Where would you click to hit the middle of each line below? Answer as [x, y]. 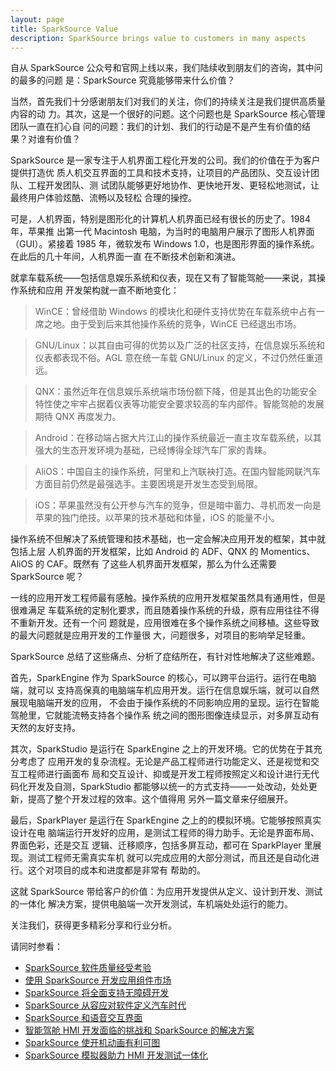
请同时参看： [36, 947]
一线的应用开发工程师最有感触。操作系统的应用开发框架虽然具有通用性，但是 [168, 598]
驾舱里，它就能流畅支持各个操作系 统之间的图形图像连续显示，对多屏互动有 [165, 715]
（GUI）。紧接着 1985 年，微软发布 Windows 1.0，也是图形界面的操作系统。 [165, 244]
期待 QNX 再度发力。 [78, 417]
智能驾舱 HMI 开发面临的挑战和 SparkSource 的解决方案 [139, 1030]
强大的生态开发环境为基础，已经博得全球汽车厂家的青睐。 [153, 450]
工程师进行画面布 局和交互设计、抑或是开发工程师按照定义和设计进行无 [164, 774]
